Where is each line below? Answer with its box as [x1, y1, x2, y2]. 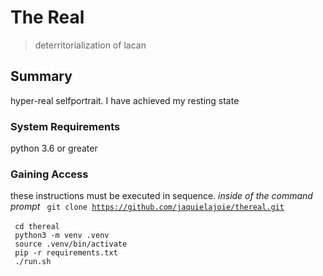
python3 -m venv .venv [14, 231, 110, 241]
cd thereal [14, 222, 60, 232]
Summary [10, 68, 73, 85]
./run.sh [14, 257, 52, 267]
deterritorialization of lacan [34, 39, 147, 51]
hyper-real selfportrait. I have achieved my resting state [10, 94, 240, 106]
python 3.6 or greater [10, 142, 98, 155]
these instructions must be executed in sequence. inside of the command [10, 190, 313, 202]
